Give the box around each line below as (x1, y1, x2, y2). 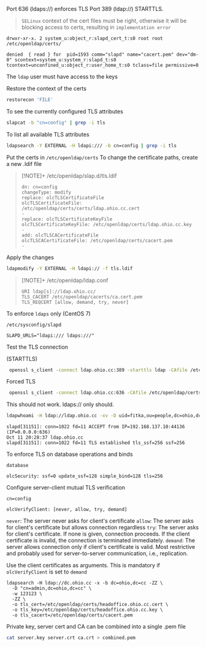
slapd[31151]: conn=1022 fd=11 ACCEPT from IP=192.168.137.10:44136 (6, 424, 185, 430)
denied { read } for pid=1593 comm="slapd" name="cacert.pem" (6, 51, 174, 58)
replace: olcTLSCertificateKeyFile (21, 216, 113, 222)
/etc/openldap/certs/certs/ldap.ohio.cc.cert (21, 205, 140, 211)
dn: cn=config (21, 184, 58, 190)
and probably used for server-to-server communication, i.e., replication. (6, 550, 188, 557)
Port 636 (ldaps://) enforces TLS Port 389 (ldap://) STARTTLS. (6, 6, 164, 12)
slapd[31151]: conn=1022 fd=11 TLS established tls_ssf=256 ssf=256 (6, 440, 185, 446)
